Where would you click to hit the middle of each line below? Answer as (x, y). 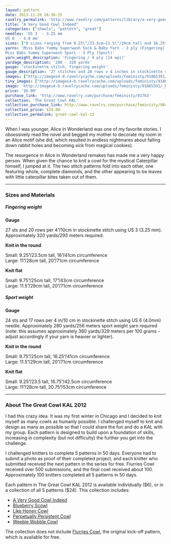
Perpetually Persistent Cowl (42, 516)
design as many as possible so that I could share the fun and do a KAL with (84, 427)
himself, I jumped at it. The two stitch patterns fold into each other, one (79, 166)
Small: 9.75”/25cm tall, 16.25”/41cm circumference (58, 356)
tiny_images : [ (21, 81)
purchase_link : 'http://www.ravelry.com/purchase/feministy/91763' (78, 96)
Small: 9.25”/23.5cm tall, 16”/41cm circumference (56, 255)
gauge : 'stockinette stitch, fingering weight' (57, 67)
